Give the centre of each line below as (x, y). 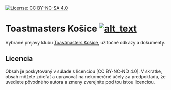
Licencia (19, 59)
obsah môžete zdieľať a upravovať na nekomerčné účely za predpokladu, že (85, 76)
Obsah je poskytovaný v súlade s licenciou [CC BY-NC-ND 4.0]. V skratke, (84, 71)
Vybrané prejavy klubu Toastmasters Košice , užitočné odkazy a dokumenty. (85, 42)
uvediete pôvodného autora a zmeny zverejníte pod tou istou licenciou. (80, 82)
